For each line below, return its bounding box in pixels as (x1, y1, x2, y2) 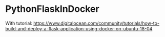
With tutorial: (5, 20, 32, 26)
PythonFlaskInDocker (5, 3, 99, 15)
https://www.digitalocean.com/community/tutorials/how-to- (33, 20, 160, 26)
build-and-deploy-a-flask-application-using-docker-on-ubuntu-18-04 (5, 25, 153, 31)
